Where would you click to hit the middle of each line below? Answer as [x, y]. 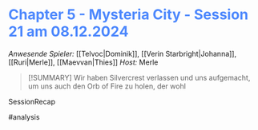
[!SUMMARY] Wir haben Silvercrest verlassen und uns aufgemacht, [139, 77]
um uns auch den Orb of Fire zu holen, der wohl [107, 86]
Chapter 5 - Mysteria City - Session [129, 15]
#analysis [24, 116]
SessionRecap [32, 101]
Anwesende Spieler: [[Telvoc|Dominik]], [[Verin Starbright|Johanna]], [123, 53]
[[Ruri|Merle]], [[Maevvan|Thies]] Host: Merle [83, 62]
